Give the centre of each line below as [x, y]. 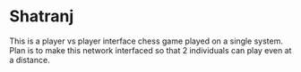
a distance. [30, 60]
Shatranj [42, 16]
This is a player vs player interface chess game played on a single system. [146, 41]
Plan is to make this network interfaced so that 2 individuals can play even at [150, 50]
